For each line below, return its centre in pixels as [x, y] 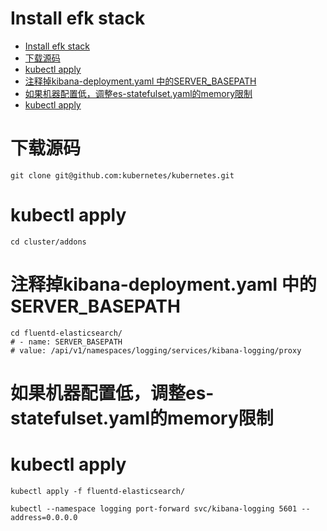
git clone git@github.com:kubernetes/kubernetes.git [122, 175]
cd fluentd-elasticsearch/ [66, 333]
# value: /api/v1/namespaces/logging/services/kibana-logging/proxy [156, 350]
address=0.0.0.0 [44, 517]
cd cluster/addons [48, 242]
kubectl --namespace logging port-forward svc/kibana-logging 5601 [154, 508]
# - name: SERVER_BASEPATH [66, 342]
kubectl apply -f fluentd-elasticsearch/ [98, 491]
